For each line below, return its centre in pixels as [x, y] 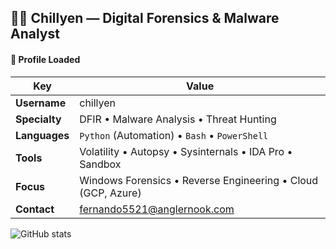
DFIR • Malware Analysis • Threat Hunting [178, 119]
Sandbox [100, 164]
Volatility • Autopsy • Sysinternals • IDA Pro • [186, 151]
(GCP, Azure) [110, 193]
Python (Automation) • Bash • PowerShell [174, 135]
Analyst [35, 34]
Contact [35, 209]
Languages [42, 135]
